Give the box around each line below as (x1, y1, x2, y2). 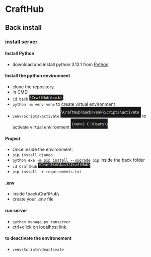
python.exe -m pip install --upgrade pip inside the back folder (12, 157, 145, 163)
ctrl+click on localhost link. (12, 224, 68, 230)
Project (5, 135, 21, 141)
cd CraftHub (12, 164, 37, 169)
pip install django (12, 153, 53, 158)
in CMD (12, 89, 28, 95)
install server (5, 38, 38, 45)
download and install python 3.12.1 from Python (12, 61, 109, 67)
